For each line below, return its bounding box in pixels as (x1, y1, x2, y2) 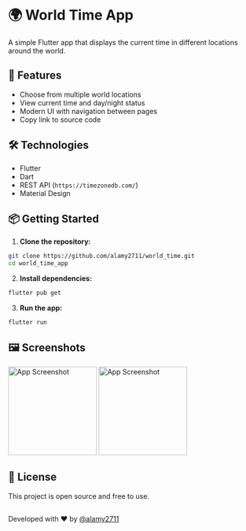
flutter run (8, 319, 47, 326)
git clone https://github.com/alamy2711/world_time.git (8, 253, 195, 260)
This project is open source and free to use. (8, 491, 150, 500)
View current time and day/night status (19, 98, 145, 107)
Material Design (19, 188, 71, 197)
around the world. (8, 46, 66, 55)
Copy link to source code (19, 115, 101, 124)
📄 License (8, 470, 57, 484)
